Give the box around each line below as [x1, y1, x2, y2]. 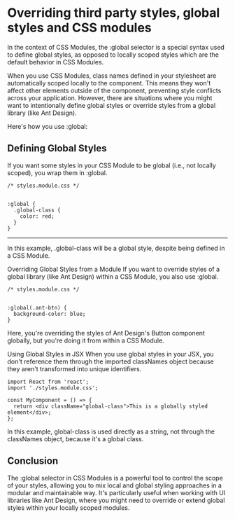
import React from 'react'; [7, 378, 90, 385]
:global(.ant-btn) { [7, 304, 68, 311]
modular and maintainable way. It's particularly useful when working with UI [7, 488, 226, 497]
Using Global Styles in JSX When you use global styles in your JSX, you [7, 350, 215, 358]
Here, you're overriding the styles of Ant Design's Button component [7, 328, 205, 337]
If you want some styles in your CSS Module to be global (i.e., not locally [7, 161, 217, 169]
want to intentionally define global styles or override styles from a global [7, 101, 216, 109]
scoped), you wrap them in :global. [7, 168, 108, 177]
